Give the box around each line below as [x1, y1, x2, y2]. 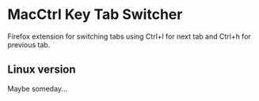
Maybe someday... [7, 84, 68, 93]
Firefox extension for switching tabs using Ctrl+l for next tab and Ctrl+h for [7, 32, 251, 41]
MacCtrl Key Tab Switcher [7, 6, 183, 24]
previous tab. [7, 39, 51, 49]
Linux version [7, 63, 76, 77]
